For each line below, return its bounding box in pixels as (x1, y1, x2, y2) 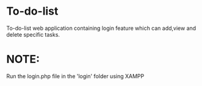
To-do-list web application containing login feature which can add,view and (6, 24, 197, 32)
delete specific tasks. (6, 30, 60, 38)
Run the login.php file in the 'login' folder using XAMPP (6, 72, 145, 80)
